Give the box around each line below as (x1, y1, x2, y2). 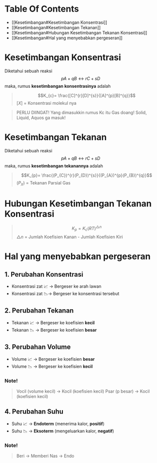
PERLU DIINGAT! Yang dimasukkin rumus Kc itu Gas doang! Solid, (16, 109, 147, 115)
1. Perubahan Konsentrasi (4, 270, 84, 279)
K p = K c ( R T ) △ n (71, 224, 102, 232)
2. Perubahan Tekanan (4, 307, 74, 315)
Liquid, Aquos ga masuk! (16, 115, 66, 120)
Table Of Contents (4, 3, 79, 15)
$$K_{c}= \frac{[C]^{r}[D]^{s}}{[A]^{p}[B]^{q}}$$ (38, 92, 136, 98)
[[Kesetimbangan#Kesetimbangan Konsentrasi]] (11, 19, 107, 25)
